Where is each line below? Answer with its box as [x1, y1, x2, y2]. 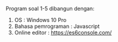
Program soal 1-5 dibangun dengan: [5, 5, 95, 12]
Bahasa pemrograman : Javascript [14, 23, 100, 30]
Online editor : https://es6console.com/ [14, 29, 112, 36]
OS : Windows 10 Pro [14, 17, 67, 23]
